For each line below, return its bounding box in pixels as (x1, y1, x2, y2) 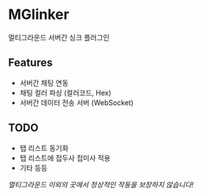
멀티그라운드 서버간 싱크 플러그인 (8, 32, 110, 42)
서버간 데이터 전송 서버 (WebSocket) (19, 97, 134, 107)
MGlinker (8, 6, 69, 24)
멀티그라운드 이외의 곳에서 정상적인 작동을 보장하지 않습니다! (8, 179, 194, 189)
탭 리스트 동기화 (19, 143, 69, 153)
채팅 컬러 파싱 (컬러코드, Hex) (19, 88, 112, 97)
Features (8, 56, 53, 70)
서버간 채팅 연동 (19, 77, 69, 88)
